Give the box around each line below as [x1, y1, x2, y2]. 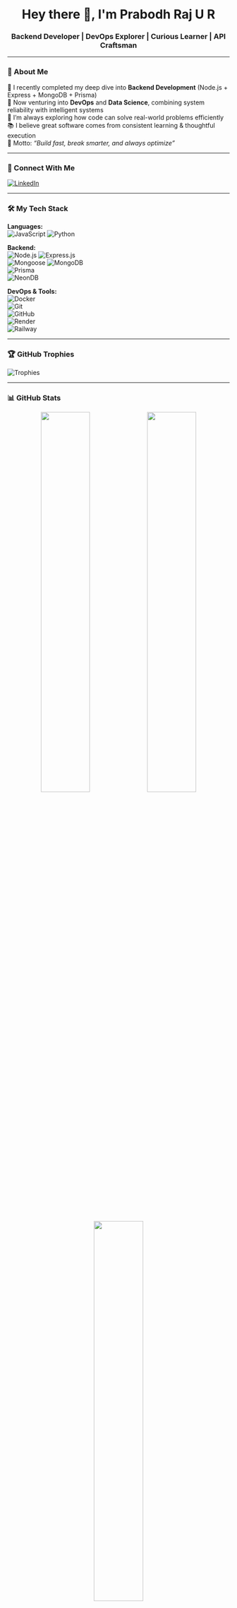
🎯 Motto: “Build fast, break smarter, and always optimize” [7, 138, 175, 147]
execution [7, 131, 37, 140]
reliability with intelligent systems [7, 105, 104, 114]
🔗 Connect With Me [7, 162, 75, 172]
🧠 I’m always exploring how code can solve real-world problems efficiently [7, 113, 224, 121]
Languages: [7, 222, 44, 231]
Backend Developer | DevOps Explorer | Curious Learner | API [11, 32, 226, 42]
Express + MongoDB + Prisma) [7, 90, 97, 99]
